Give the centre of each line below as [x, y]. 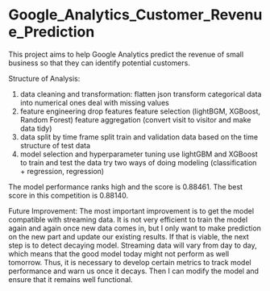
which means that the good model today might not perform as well [119, 254]
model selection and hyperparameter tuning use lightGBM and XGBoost [139, 154]
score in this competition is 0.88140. [69, 195]
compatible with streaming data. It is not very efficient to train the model [128, 219]
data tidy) [36, 128]
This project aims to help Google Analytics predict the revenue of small [126, 54]
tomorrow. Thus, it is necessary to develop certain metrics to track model [130, 262]
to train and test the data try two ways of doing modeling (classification [138, 162]
